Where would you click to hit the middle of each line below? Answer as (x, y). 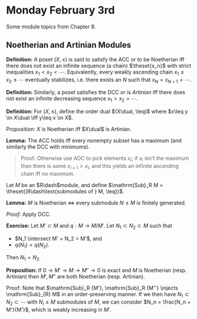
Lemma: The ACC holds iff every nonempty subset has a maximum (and (94, 141)
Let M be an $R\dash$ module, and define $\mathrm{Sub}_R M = (85, 185)
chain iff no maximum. (47, 173)
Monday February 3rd (60, 10)
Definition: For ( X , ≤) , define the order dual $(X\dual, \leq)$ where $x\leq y (97, 111)
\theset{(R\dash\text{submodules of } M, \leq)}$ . (65, 191)
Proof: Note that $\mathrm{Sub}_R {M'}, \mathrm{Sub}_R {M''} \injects (92, 288)
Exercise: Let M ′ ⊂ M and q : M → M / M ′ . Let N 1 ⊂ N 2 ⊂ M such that (89, 226)
